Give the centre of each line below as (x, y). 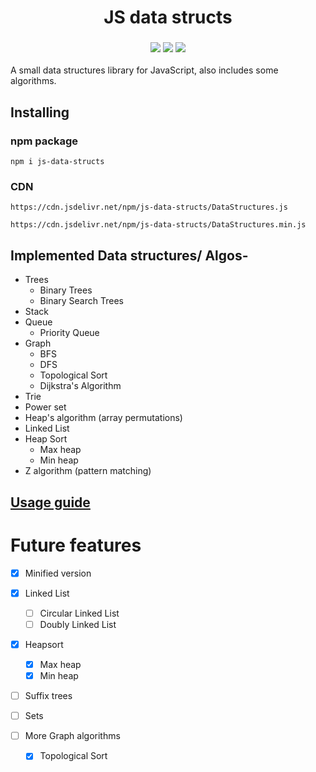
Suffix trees (48, 696)
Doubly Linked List (78, 624)
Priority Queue (69, 333)
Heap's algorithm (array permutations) (103, 418)
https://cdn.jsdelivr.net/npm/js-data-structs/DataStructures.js (149, 207)
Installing (40, 112)
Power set (45, 407)
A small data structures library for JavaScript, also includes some (144, 70)
